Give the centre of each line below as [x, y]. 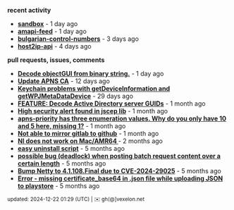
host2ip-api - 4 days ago [54, 46]
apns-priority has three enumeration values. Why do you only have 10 [122, 118]
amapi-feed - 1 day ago [52, 31]
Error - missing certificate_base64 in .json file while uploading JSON [120, 178]
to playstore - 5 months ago [58, 186]
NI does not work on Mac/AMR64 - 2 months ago [90, 141]
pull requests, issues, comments [56, 60]
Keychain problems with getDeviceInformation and [94, 88]
